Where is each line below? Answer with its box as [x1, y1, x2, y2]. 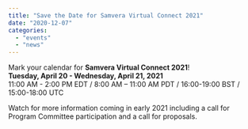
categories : [8, 26, 48, 34]
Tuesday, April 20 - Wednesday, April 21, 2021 [8, 71, 164, 81]
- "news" [15, 41, 44, 49]
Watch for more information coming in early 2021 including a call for [8, 104, 230, 113]
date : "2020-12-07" [8, 19, 73, 27]
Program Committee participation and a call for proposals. [8, 112, 198, 121]
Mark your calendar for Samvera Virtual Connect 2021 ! [8, 63, 190, 72]
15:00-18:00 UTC [8, 88, 64, 97]
